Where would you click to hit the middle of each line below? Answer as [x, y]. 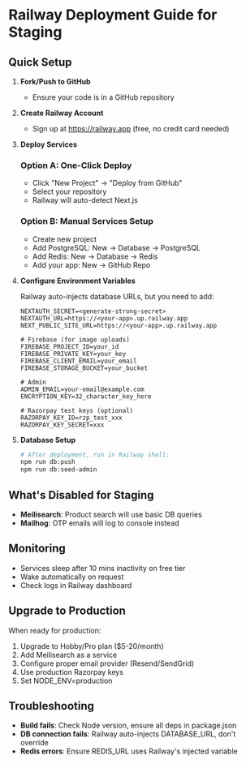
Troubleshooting [52, 706]
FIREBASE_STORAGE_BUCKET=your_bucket [84, 368]
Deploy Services [48, 144]
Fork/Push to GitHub [55, 82]
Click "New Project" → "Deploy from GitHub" [107, 183]
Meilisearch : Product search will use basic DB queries [111, 515]
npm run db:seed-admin [58, 470]
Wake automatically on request [72, 577]
